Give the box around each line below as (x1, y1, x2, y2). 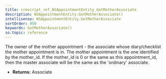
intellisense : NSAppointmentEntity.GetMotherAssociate (5, 16, 121, 21)
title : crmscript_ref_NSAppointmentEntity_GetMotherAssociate (5, 7, 137, 12)
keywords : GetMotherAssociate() (5, 26, 72, 31)
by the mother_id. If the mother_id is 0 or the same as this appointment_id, (5, 54, 158, 60)
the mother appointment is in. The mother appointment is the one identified (5, 49, 159, 55)
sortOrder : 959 (5, 21, 37, 26)
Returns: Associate (12, 69, 52, 75)
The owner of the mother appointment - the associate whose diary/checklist (5, 44, 161, 49)
